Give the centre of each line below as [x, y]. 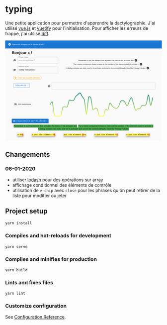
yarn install [19, 223]
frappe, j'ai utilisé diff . [27, 33]
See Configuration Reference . [36, 317]
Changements [28, 155]
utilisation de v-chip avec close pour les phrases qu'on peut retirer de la [86, 190]
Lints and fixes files [29, 282]
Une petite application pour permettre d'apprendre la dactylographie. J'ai [80, 23]
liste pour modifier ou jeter [40, 196]
